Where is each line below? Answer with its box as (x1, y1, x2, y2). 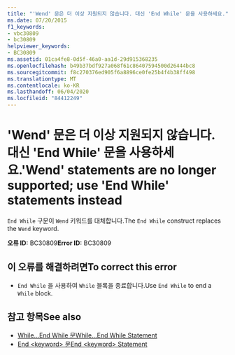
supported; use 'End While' (7, 178, 169, 193)
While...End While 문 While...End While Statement (17, 330, 157, 340)
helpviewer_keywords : (7, 43, 71, 50)
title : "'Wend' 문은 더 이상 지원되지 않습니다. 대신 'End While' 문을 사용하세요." (7, 10, 229, 18)
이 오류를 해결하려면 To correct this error (7, 261, 177, 273)
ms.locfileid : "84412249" (7, 95, 83, 102)
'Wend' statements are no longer (21, 162, 217, 179)
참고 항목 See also (7, 311, 82, 323)
